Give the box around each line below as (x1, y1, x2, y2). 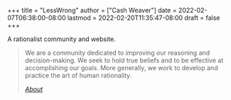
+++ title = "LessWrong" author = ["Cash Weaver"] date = (7, 6, 177, 14)
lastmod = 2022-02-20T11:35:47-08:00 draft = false (67, 13, 220, 22)
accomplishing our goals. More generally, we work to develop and (24, 64, 218, 72)
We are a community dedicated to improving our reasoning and (24, 49, 210, 57)
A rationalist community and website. (7, 35, 116, 43)
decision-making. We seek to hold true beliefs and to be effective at (24, 56, 224, 65)
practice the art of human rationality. (24, 71, 132, 79)
